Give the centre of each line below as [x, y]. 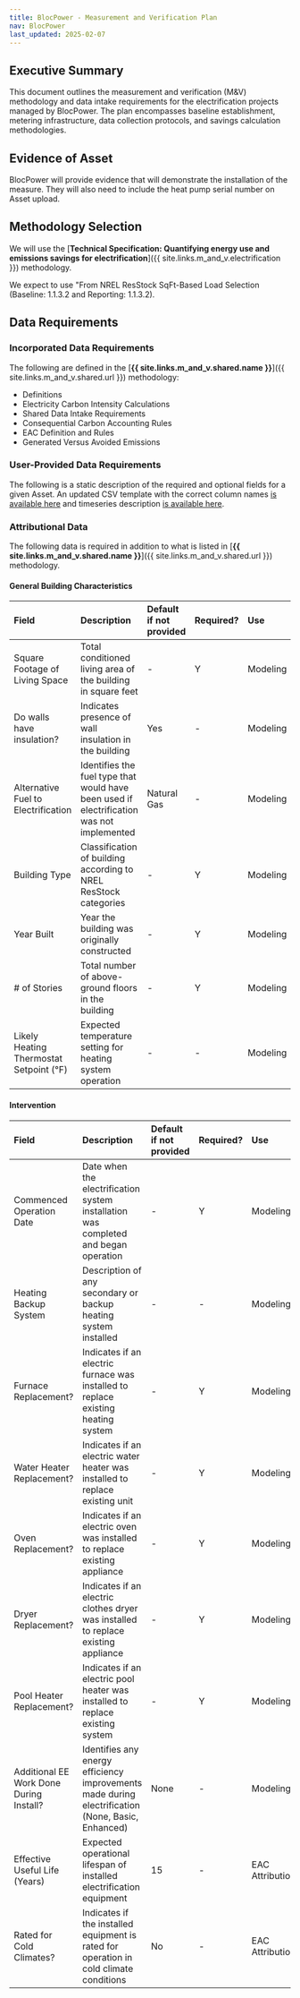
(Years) [29, 1881]
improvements [112, 1782]
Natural [162, 793]
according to [107, 869]
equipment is [109, 1934]
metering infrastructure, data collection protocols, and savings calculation [145, 121]
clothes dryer [110, 1608]
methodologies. [38, 130]
